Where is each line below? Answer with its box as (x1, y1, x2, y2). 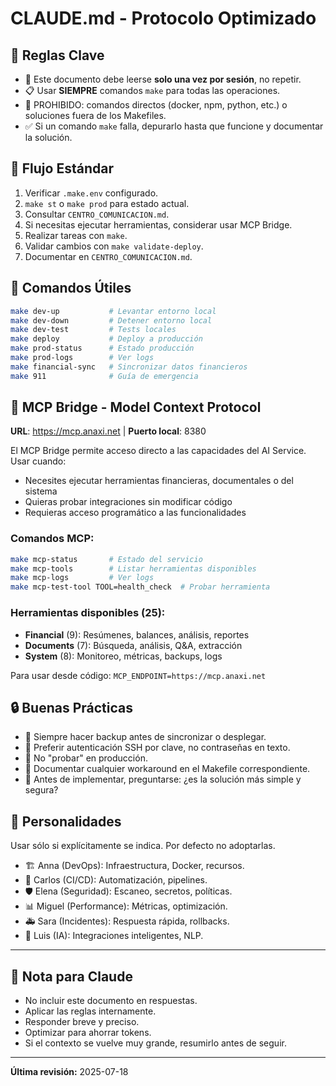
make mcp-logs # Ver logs (10, 573, 155, 583)
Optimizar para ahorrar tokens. (24, 1026, 152, 1038)
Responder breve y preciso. (24, 1015, 140, 1027)
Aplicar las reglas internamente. (24, 1005, 157, 1017)
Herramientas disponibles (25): (10, 606, 166, 620)
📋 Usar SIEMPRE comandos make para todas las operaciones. (24, 85, 281, 96)
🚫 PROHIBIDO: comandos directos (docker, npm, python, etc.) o (24, 99, 288, 111)
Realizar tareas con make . (24, 229, 128, 241)
